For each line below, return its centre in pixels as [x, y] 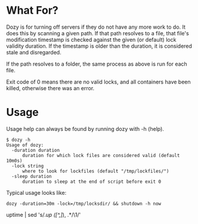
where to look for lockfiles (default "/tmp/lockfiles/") [95, 171]
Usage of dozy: [25, 145]
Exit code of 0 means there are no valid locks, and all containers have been [98, 82]
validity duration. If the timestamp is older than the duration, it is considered [99, 46]
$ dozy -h [18, 140]
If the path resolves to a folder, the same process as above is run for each [97, 64]
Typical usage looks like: [36, 192]
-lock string [28, 166]
